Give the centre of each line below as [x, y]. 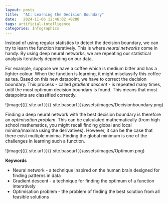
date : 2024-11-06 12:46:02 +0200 [42, 19]
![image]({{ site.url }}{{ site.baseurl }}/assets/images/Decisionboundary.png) [85, 105]
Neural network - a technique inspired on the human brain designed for [86, 170]
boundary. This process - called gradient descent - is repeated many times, [83, 84]
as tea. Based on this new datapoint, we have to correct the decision [76, 79]
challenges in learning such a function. [45, 141]
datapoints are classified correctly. [41, 95]
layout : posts [20, 10]
